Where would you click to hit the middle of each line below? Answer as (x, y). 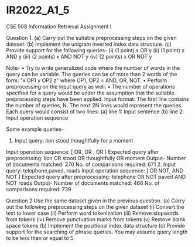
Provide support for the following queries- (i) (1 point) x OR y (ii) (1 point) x (95, 50)
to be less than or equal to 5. (40, 238)
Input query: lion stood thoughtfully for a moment (74, 140)
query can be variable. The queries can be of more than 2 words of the (92, 74)
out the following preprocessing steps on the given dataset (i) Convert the (95, 207)
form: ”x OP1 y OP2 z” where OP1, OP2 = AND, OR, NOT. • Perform (87, 80)
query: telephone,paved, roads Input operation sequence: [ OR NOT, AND (95, 170)
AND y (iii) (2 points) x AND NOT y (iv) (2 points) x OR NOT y (79, 56)
